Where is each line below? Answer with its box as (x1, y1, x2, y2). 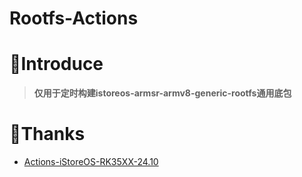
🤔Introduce (9, 53, 104, 76)
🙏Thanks (9, 123, 86, 146)
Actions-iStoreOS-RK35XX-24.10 (23, 156, 159, 168)
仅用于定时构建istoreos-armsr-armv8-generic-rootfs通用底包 (33, 87, 292, 99)
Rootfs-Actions (9, 7, 139, 30)
